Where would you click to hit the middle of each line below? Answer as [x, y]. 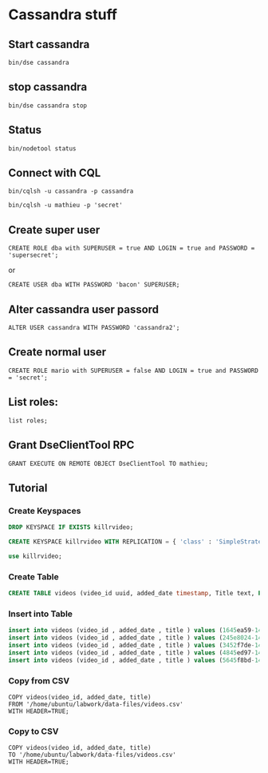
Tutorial [28, 488]
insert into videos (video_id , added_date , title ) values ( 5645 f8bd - [132, 660]
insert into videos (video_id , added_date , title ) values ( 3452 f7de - [132, 646]
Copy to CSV [33, 731]
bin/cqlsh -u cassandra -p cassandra [71, 191]
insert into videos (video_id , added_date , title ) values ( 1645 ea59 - [132, 631]
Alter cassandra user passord [84, 309]
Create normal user [57, 352]
